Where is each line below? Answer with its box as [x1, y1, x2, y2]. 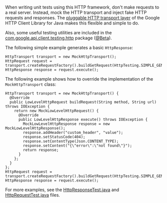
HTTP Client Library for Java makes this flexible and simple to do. [5, 20, 139, 26]
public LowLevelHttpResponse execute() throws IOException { [18, 117, 148, 122]
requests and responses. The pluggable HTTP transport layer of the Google [5, 15, 160, 20]
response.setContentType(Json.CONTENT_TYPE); [23, 139, 119, 144]
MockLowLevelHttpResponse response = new [23, 121, 110, 126]
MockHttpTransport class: [5, 82, 56, 87]
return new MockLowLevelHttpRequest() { [14, 108, 99, 113]
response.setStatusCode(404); [23, 134, 85, 139]
